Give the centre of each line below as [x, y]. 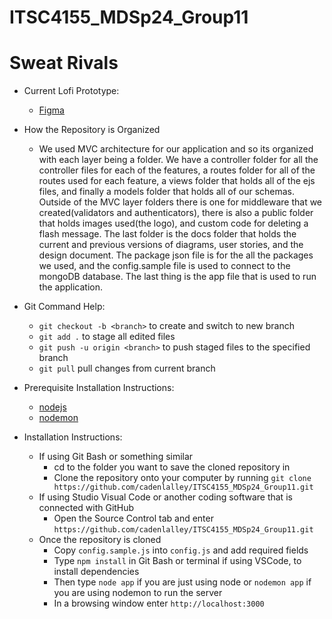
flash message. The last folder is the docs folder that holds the [167, 234]
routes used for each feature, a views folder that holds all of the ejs [177, 181]
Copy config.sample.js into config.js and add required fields [181, 550]
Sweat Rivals [64, 63]
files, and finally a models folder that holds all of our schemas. [167, 192]
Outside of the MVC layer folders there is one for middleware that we [180, 202]
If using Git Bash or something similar [116, 457]
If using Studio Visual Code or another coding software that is [165, 497]
